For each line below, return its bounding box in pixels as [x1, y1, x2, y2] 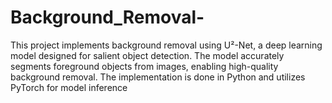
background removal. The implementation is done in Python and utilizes [10, 71, 306, 83]
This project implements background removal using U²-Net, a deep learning [10, 39, 323, 51]
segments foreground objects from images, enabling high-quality [10, 60, 279, 72]
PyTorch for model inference [10, 81, 128, 93]
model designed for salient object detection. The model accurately [10, 49, 285, 61]
